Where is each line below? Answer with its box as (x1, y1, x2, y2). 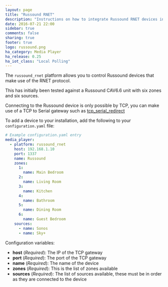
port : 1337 (14, 151, 37, 156)
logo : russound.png (5, 45, 46, 50)
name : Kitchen (23, 189, 52, 194)
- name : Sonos (18, 226, 48, 231)
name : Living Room (23, 179, 61, 184)
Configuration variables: (5, 239, 55, 246)
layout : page (5, 7, 32, 13)
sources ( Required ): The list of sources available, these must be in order (12, 270, 162, 276)
